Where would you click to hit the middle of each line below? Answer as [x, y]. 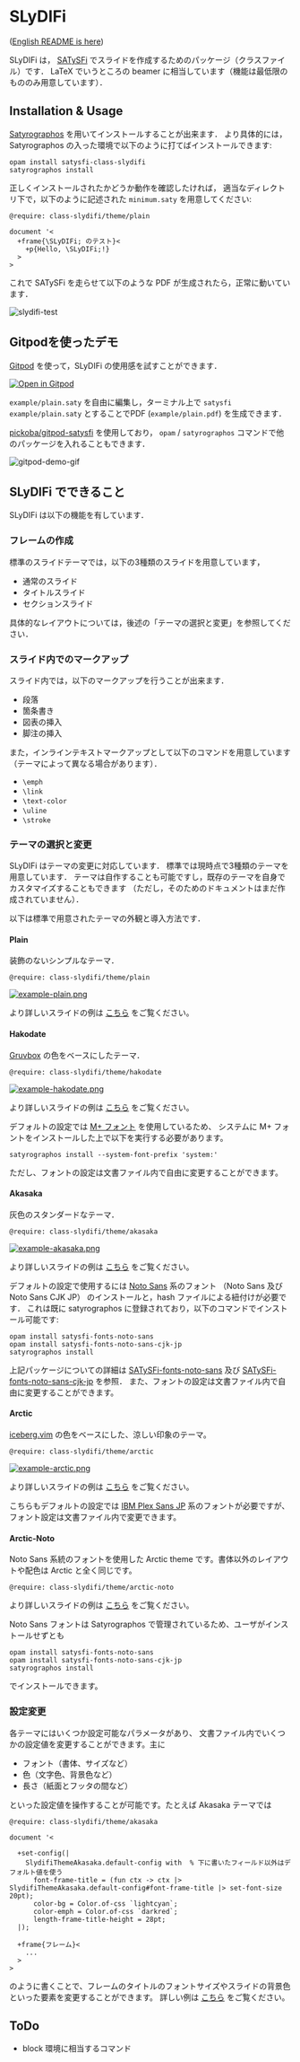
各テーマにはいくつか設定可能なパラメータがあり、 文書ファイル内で [136, 1733]
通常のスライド [50, 581]
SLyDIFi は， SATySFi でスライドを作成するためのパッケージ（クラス [136, 59]
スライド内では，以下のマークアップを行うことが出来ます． [119, 680]
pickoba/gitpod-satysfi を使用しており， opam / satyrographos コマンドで [143, 432]
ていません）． [58, 899]
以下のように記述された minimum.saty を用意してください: [146, 198]
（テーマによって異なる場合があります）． [86, 763]
